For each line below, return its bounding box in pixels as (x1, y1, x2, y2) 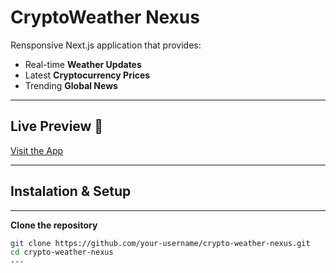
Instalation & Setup (10, 183, 132, 200)
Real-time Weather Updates (24, 58, 142, 70)
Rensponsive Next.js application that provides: (10, 39, 202, 51)
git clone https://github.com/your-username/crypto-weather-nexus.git (10, 238, 311, 248)
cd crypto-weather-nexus (10, 247, 114, 258)
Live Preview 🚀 (10, 118, 104, 135)
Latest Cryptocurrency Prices (24, 69, 151, 81)
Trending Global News (24, 79, 118, 91)
